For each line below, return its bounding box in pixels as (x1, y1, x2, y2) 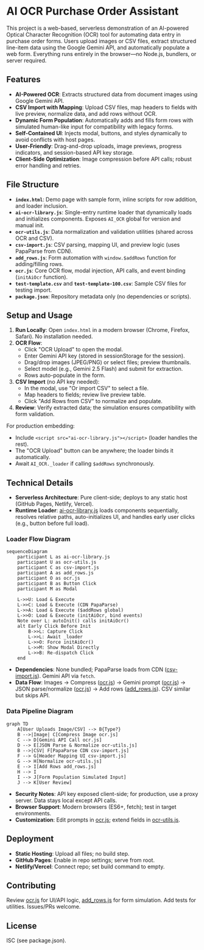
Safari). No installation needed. (15, 333, 93, 340)
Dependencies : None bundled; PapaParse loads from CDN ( (15, 666, 167, 674)
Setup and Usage (6, 310, 73, 320)
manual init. (15, 221, 44, 229)
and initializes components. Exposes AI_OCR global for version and (15, 215, 181, 222)
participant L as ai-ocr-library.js (17, 554, 111, 560)
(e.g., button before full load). (15, 519, 90, 527)
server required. (6, 57, 47, 64)
